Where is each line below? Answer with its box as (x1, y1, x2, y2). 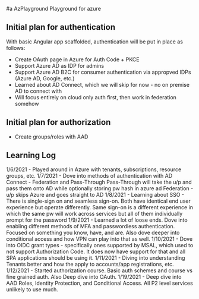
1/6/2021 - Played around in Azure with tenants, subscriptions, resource (6, 166, 182, 173)
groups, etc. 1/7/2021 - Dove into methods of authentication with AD (6, 172, 173, 180)
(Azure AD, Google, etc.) (14, 74, 75, 82)
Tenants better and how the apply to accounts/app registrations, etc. (6, 261, 174, 268)
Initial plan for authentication (6, 22, 116, 32)
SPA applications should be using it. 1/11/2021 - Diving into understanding (6, 254, 185, 262)
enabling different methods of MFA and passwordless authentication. (6, 223, 175, 230)
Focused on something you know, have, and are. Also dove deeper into (6, 229, 180, 237)
